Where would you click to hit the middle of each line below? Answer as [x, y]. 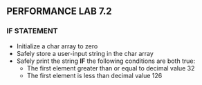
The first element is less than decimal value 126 [94, 75]
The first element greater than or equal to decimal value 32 [111, 68]
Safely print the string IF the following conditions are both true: [105, 61]
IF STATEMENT [32, 31]
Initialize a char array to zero [57, 46]
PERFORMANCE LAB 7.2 [59, 11]
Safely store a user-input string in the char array [85, 53]
